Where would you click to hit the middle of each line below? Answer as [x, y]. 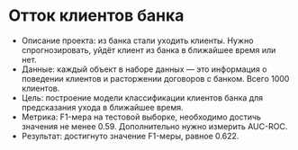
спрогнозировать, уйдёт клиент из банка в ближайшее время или [149, 49]
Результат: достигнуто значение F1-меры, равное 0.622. [130, 136]
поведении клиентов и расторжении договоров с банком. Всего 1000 [155, 78]
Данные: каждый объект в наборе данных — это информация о [144, 69]
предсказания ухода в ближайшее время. [102, 107]
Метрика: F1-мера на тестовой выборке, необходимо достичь [141, 117]
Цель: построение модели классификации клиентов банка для [142, 97]
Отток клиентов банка [96, 16]
